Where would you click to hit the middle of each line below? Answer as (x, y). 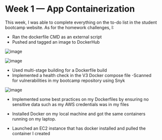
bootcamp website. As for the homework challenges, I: (59, 27)
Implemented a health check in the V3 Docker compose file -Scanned (82, 75)
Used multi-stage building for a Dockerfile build (59, 70)
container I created (31, 133)
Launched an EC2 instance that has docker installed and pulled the (79, 128)
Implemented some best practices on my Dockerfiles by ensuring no (80, 99)
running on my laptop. (34, 119)
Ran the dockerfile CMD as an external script (57, 37)
